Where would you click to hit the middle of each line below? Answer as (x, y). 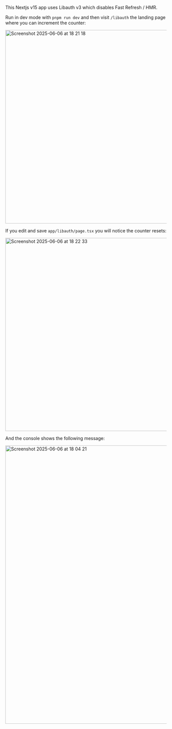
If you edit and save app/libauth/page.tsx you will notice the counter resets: (86, 231)
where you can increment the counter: (46, 23)
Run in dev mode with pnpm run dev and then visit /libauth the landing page (85, 17)
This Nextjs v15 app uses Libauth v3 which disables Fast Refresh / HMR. (81, 7)
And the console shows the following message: (55, 438)
